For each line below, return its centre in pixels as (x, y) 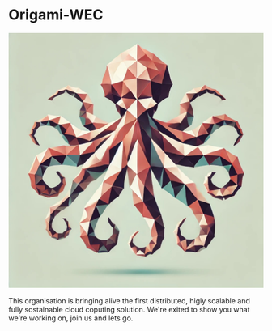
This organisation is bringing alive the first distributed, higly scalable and (130, 300)
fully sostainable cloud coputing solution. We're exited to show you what (129, 309)
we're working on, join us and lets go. (71, 318)
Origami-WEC (56, 15)
